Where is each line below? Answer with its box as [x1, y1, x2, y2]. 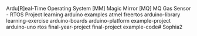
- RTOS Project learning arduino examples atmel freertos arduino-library [6, 11, 181, 18]
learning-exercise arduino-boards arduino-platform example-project [6, 17, 171, 24]
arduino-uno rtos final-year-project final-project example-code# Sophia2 [6, 23, 183, 30]
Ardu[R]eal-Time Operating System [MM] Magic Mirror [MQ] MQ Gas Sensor [6, 5, 191, 12]
